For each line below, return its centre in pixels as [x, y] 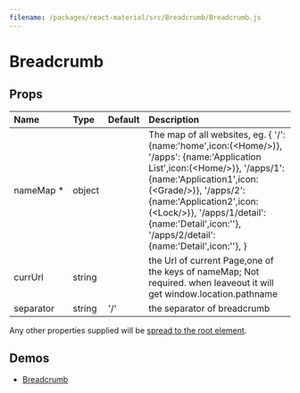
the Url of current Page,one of [211, 260]
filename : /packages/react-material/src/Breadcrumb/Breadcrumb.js [135, 17]
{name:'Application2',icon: [204, 201]
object [86, 190]
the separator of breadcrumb [209, 308]
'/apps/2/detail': [182, 234]
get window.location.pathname [213, 293]
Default [124, 119]
